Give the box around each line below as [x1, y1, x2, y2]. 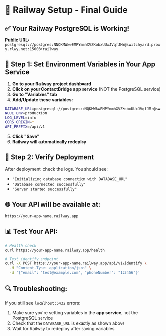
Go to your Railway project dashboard [12, 81, 91, 87]
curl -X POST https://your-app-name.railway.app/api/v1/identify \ [5, 261, 147, 266]
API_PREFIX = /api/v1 [5, 124, 45, 130]
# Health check [5, 243, 37, 248]
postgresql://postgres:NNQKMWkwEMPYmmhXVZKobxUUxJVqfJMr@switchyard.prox [5, 42, 161, 47]
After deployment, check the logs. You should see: [5, 166, 108, 172]
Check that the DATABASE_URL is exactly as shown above [12, 320, 125, 326]
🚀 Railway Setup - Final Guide [5, 4, 128, 16]
